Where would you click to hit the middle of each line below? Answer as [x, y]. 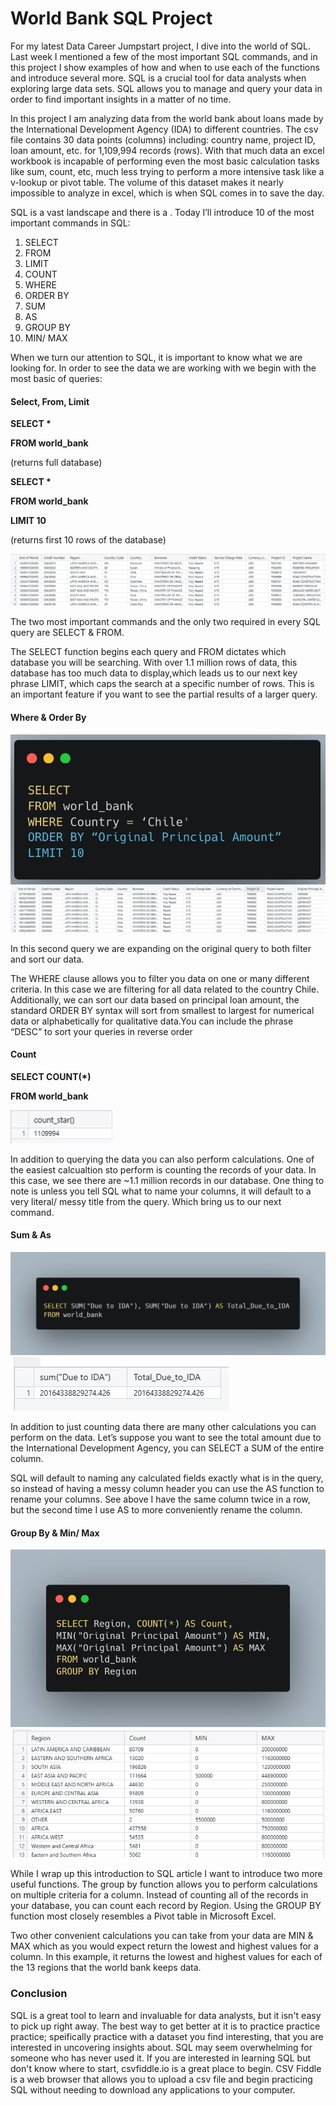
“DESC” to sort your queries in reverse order [101, 1031]
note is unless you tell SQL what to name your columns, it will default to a [161, 1191]
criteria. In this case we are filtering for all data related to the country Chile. [165, 989]
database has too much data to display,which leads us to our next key [154, 673]
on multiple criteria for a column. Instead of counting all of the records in [159, 1895]
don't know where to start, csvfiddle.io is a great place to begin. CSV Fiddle [166, 2068]
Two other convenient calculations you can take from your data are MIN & [162, 1936]
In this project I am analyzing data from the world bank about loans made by [167, 118]
